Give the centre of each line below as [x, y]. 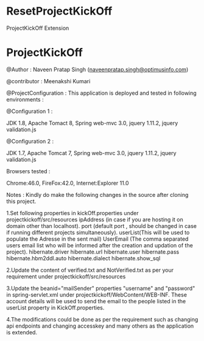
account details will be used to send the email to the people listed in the [96, 301]
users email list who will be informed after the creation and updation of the [100, 245]
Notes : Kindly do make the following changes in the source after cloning [97, 195]
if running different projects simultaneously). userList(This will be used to [98, 232]
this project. [21, 201]
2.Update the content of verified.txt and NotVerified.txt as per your [90, 270]
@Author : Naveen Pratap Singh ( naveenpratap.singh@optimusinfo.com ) [97, 69]
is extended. [22, 332]
